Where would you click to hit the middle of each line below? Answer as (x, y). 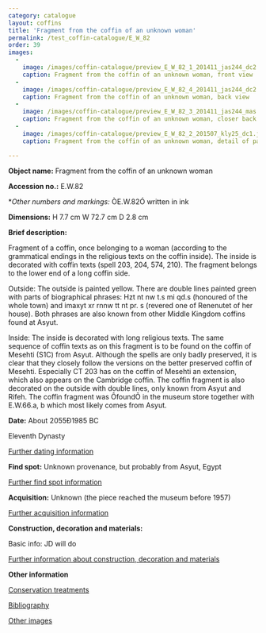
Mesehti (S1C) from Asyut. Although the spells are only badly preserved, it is (133, 354)
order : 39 (25, 45)
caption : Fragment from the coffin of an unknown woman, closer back (140, 119)
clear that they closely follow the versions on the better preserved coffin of (130, 363)
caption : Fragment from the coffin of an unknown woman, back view (136, 97)
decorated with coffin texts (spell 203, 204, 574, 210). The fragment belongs (133, 264)
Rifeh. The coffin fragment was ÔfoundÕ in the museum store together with (131, 396)
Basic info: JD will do (42, 543)
